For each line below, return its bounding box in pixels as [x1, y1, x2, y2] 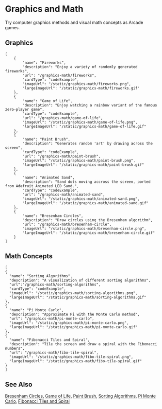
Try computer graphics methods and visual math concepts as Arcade [5, 19, 144, 25]
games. [5, 24, 20, 30]
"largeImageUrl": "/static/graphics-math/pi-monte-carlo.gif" [9, 324, 138, 329]
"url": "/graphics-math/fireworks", [22, 73, 97, 78]
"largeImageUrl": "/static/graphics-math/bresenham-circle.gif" [22, 230, 155, 235]
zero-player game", [5, 107, 45, 112]
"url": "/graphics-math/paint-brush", [22, 154, 101, 159]
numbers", [5, 346, 25, 351]
